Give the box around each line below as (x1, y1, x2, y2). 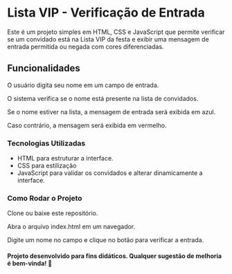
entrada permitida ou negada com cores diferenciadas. (7, 42, 164, 51)
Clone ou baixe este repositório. (7, 209, 98, 217)
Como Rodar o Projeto (7, 193, 82, 203)
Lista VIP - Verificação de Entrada (7, 5, 206, 21)
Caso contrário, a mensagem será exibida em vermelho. (7, 121, 168, 129)
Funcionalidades (7, 62, 81, 74)
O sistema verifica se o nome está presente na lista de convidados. (7, 94, 199, 102)
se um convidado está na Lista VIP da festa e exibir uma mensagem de (7, 35, 209, 43)
